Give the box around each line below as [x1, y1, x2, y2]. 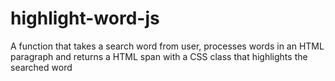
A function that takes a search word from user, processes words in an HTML [10, 40, 325, 52]
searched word [10, 61, 73, 73]
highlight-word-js [10, 7, 160, 30]
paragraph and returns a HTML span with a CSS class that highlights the [10, 50, 308, 62]
